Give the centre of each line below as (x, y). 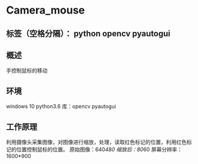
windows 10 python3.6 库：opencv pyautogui (61, 106)
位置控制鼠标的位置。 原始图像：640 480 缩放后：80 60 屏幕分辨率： (99, 150)
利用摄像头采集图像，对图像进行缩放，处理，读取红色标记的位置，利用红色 (96, 142)
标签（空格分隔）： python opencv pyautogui (88, 33)
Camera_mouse (46, 10)
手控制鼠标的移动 (27, 71)
